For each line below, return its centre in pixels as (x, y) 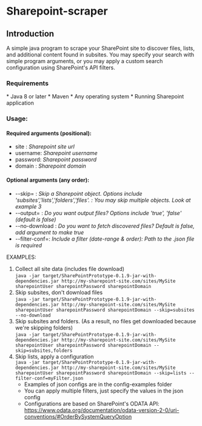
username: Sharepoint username (56, 153)
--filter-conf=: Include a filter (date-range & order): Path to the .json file (105, 239)
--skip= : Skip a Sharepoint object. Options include (79, 193)
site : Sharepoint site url (45, 146)
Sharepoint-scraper (57, 11)
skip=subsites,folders (44, 351)
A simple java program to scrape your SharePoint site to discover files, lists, (101, 48)
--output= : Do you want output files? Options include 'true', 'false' (98, 213)
